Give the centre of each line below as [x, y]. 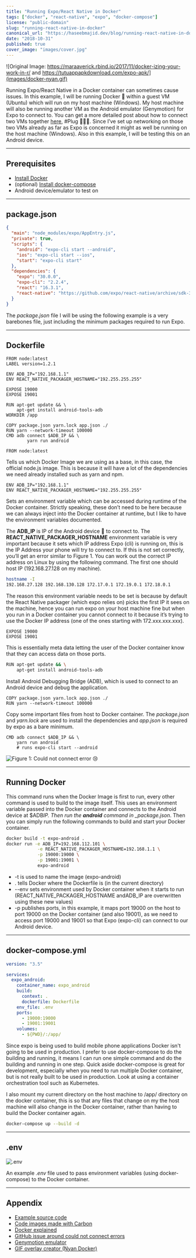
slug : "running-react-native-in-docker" [56, 28]
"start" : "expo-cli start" [49, 260]
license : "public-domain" [37, 22]
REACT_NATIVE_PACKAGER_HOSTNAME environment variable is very [92, 537]
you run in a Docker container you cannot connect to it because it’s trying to [97, 615]
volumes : [27, 1029]
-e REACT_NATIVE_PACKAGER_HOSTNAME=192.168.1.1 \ [99, 849]
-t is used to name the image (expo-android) [68, 877]
